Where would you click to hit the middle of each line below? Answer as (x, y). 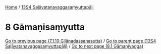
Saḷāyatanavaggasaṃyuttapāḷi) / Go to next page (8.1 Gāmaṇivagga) (74, 46)
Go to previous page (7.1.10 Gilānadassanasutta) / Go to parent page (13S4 (80, 41)
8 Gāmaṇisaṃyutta (45, 27)
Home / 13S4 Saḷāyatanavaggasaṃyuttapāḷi (50, 7)
